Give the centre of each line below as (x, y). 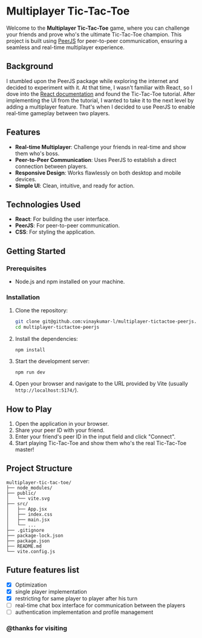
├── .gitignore (25, 530)
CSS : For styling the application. (55, 232)
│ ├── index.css (29, 514)
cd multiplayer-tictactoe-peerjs (57, 327)
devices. (26, 179)
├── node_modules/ (29, 488)
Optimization (31, 585)
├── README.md (24, 546)
